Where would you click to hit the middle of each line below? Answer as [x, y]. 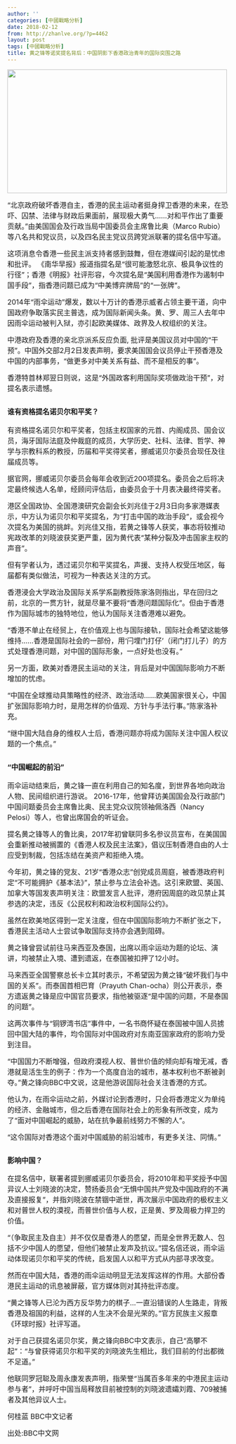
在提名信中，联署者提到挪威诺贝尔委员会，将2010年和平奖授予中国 [117, 1179]
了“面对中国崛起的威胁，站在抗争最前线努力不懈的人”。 [98, 1120]
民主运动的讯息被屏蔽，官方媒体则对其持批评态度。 [99, 1286]
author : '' [23, 14]
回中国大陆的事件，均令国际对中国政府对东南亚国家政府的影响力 [113, 1034]
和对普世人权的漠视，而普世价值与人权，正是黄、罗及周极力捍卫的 [117, 1211]
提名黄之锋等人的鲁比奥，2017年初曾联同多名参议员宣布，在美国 [113, 834]
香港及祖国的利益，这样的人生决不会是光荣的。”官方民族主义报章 [113, 1314]
